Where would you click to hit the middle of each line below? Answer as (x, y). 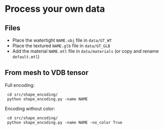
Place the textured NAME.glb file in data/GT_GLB (61, 46)
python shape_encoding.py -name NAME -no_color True (65, 122)
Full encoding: (20, 85)
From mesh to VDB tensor (47, 73)
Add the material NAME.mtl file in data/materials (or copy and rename (85, 51)
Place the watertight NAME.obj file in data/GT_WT (62, 40)
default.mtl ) (26, 57)
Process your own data (55, 9)
